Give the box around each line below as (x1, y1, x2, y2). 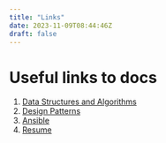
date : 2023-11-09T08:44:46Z (9, 21, 113, 30)
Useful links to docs (9, 67, 157, 87)
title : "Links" (9, 12, 65, 22)
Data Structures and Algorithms (21, 96, 137, 107)
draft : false (9, 29, 57, 38)
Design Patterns (21, 106, 81, 117)
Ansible (21, 116, 50, 126)
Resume (21, 124, 52, 135)
